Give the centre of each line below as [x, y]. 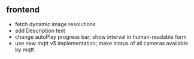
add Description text [40, 30]
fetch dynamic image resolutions [55, 24]
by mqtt [24, 49]
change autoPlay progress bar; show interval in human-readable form [101, 37]
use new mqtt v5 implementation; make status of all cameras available [101, 43]
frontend [23, 10]
